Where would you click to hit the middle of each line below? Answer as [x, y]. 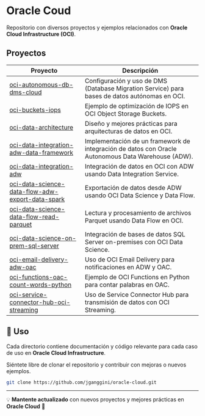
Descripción [140, 70]
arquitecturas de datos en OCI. [128, 131]
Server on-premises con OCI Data [134, 242]
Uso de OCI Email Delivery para [130, 259]
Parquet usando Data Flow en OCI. [134, 221]
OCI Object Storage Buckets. [126, 114]
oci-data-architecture [41, 127]
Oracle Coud [39, 11]
